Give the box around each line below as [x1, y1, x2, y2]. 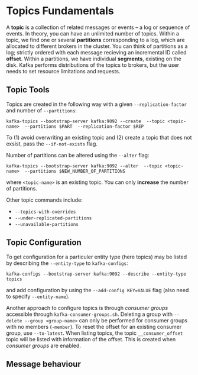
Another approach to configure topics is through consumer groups [6, 304, 168, 311]
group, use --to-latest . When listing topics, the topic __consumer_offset [6, 329, 183, 337]
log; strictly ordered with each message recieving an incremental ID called [6, 49, 187, 56]
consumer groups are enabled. [6, 342, 82, 349]
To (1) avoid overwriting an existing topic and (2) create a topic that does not [6, 134, 192, 141]
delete [6, 318, 22, 324]
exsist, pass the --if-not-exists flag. [6, 140, 98, 147]
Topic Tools [6, 85, 50, 95]
